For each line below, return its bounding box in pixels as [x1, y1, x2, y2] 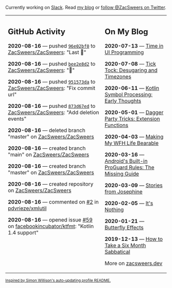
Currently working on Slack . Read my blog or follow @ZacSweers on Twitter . [5, 5, 166, 10]
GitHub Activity [8, 27, 66, 36]
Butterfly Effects [104, 224, 144, 231]
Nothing [104, 206, 124, 213]
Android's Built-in [104, 157, 148, 164]
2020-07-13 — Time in [104, 42, 164, 49]
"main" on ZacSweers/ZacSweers [8, 151, 90, 158]
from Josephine [104, 188, 143, 195]
